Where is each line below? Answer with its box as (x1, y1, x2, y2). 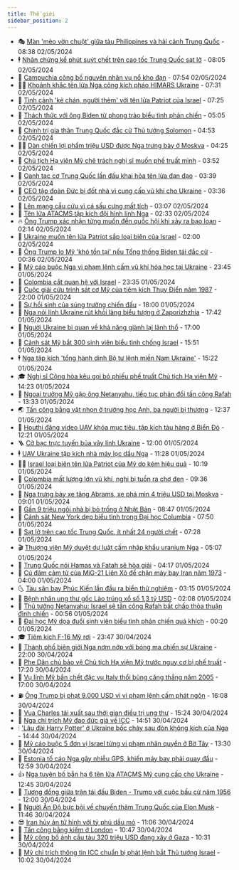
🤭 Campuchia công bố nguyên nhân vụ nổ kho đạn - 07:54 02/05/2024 (17, 73, 227, 82)
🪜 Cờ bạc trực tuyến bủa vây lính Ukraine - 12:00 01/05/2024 (17, 438, 198, 447)
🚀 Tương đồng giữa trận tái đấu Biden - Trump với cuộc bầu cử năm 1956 (17, 787, 231, 796)
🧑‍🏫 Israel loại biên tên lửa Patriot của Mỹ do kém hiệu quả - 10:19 (17, 460, 208, 468)
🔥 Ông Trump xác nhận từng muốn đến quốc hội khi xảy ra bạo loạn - (17, 216, 222, 225)
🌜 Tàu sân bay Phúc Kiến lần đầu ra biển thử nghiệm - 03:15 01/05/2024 (17, 584, 231, 593)
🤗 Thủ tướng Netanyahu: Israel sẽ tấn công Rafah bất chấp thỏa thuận (17, 602, 223, 610)
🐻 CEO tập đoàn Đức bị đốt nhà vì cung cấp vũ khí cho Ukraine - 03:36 (17, 186, 226, 195)
